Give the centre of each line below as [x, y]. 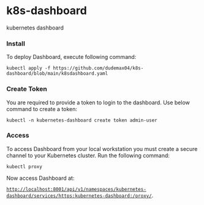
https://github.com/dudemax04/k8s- [98, 68]
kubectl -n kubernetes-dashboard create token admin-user [82, 120]
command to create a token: [42, 109]
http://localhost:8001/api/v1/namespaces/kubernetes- [77, 189]
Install [16, 44]
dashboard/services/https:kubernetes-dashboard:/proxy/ [79, 196]
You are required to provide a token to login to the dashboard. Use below [98, 102]
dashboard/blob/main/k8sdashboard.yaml [57, 74]
